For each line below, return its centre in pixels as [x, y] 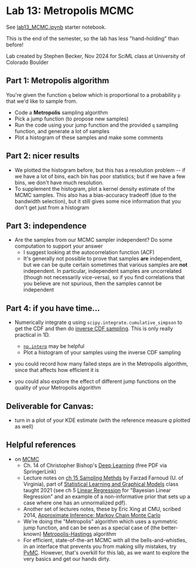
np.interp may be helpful [54, 346]
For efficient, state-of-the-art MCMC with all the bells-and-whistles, [105, 540]
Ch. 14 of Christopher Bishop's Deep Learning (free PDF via [95, 465]
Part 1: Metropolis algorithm [58, 81]
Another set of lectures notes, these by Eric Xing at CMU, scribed [102, 509]
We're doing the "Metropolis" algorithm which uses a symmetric [100, 521]
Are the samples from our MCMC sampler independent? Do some [93, 240]
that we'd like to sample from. [42, 101]
